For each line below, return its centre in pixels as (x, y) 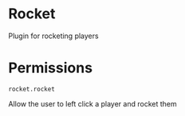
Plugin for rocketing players (53, 36)
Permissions (51, 68)
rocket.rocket (32, 89)
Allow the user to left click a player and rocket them (92, 103)
